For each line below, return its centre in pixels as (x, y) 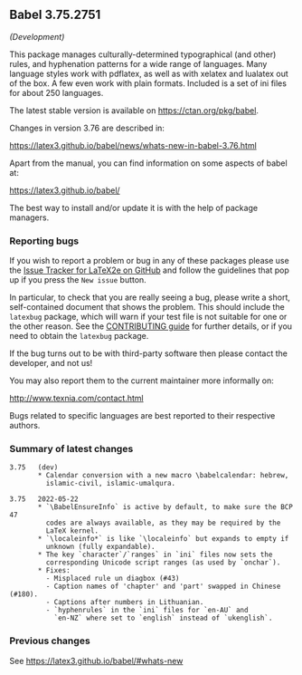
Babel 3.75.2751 (55, 15)
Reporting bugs (44, 241)
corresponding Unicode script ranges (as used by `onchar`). (163, 563)
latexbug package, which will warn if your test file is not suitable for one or (148, 317)
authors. (25, 426)
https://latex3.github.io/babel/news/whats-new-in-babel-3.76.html (133, 145)
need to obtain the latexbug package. (79, 336)
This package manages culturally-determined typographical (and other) (143, 54)
